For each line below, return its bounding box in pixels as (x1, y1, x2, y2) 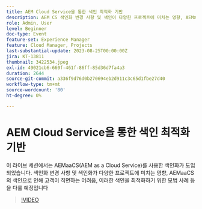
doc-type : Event (6, 31, 47, 37)
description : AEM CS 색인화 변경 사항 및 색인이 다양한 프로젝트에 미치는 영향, (6, 14, 183, 20)
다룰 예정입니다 (12, 184, 48, 191)
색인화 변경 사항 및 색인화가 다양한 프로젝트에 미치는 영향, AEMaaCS (33, 169, 194, 176)
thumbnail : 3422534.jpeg (6, 59, 69, 65)
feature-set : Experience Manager (6, 37, 90, 43)
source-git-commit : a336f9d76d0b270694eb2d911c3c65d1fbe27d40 (6, 76, 165, 82)
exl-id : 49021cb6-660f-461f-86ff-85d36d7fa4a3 (6, 64, 125, 71)
